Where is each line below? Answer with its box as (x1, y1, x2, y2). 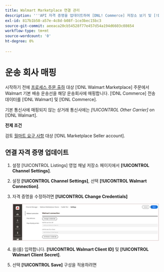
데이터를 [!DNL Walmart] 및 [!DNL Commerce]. (5, 96, 97, 102)
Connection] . (12, 183, 40, 189)
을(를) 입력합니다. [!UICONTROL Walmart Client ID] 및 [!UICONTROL (12, 247, 149, 252)
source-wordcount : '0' (5, 34, 51, 39)
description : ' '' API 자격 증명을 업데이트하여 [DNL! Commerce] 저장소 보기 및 (5, 13, 152, 18)
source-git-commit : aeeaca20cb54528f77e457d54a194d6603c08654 (5, 23, 134, 28)
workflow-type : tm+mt (5, 28, 49, 34)
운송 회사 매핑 (5, 67, 57, 78)
